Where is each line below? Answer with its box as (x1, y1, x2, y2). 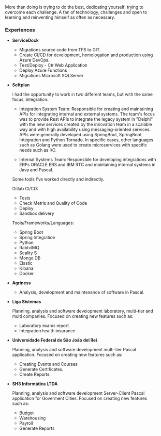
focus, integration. (12, 97, 49, 102)
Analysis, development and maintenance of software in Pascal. (19, 290, 145, 295)
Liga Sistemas (12, 299, 41, 305)
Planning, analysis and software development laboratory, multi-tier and (12, 308, 153, 314)
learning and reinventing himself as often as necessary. (5, 15, 115, 20)
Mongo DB (19, 255, 41, 261)
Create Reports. (19, 371, 51, 377)
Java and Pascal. (19, 167, 54, 173)
